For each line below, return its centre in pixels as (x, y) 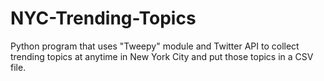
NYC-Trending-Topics (103, 18)
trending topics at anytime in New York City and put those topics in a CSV (162, 56)
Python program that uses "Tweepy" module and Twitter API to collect (155, 46)
